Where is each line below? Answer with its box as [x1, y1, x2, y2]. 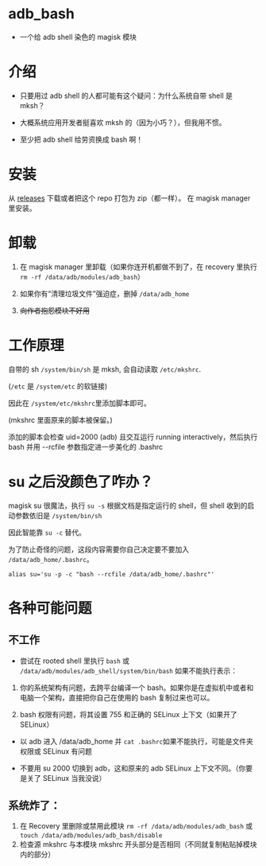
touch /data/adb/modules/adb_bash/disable [19, 832, 163, 840]
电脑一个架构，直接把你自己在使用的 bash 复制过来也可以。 [19, 692, 214, 702]
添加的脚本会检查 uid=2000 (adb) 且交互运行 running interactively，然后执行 [8, 431, 258, 442]
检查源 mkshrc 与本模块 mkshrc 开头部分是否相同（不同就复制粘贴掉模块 [19, 840, 257, 849]
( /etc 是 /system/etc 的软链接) [8, 381, 108, 391]
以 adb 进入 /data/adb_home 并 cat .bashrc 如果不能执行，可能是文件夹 [19, 736, 254, 746]
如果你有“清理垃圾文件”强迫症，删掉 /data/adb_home [19, 288, 190, 298]
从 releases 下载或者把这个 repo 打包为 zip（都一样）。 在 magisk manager [8, 193, 251, 203]
